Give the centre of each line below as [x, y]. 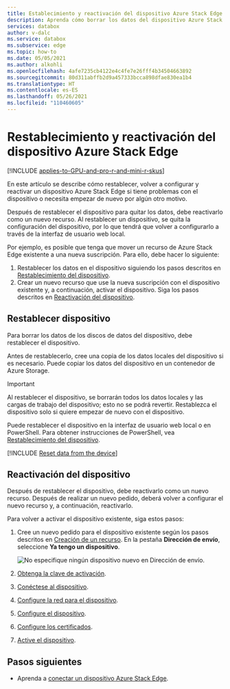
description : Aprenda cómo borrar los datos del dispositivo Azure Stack [115, 20]
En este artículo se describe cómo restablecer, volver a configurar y [103, 184]
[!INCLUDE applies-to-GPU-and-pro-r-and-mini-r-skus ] [86, 171]
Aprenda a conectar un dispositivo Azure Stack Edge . [93, 679]
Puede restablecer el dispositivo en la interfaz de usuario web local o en [109, 425]
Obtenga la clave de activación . [61, 573]
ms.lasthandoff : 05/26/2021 [47, 97]
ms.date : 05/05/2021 [37, 58]
